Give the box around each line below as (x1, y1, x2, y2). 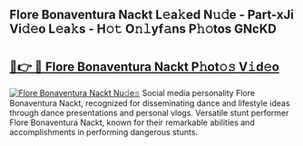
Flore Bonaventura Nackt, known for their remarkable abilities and (9, 117, 256, 128)
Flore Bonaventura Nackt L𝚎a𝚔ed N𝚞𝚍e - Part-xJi (9, 7, 295, 23)
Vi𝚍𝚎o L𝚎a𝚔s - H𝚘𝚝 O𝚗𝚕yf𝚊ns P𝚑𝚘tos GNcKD (9, 22, 277, 37)
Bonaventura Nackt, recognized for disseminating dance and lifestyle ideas (9, 98, 290, 108)
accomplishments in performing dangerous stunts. (9, 127, 198, 137)
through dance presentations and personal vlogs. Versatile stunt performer (9, 108, 289, 118)
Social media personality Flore (142, 88, 256, 98)
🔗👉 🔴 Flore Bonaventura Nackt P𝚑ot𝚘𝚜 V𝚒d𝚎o (9, 59, 279, 74)
